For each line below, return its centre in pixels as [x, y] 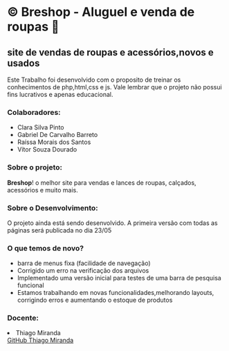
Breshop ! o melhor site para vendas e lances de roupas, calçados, [102, 182]
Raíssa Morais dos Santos [54, 142]
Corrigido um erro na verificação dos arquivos [83, 271]
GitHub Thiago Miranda [40, 341]
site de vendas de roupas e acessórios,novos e [111, 52]
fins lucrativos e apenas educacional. [60, 94]
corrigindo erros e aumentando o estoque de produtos [95, 300]
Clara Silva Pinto [40, 127]
